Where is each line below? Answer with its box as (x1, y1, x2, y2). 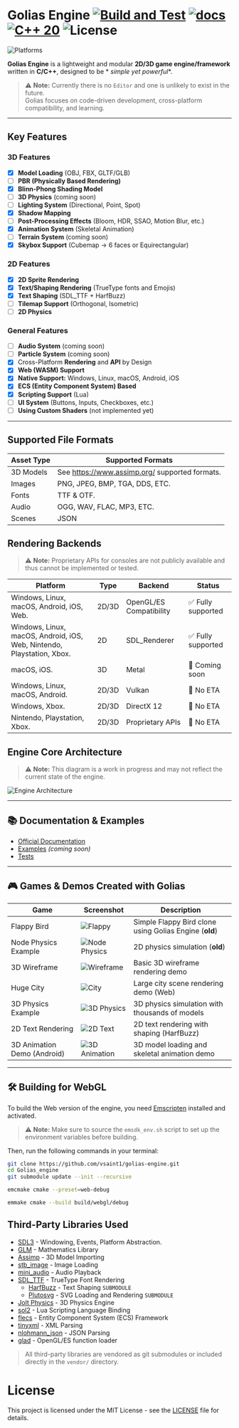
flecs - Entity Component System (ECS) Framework (17, 1313, 169, 1322)
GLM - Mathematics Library (17, 1245, 99, 1254)
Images (11, 478, 36, 488)
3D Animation (11, 1039, 57, 1049)
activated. (7, 1111, 37, 1120)
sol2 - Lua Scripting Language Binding (17, 1306, 131, 1314)
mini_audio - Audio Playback (17, 1268, 102, 1276)
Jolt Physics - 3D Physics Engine (17, 1298, 115, 1306)
